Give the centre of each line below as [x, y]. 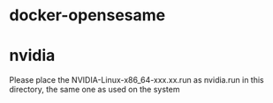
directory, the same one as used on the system [95, 90]
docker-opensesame [87, 15]
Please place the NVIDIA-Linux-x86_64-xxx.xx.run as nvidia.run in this [136, 80]
